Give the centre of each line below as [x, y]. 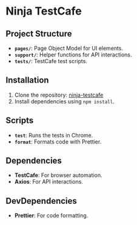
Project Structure [39, 34]
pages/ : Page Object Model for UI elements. [69, 48]
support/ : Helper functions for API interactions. [73, 55]
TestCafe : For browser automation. [58, 175]
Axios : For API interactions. [48, 182]
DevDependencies [41, 201]
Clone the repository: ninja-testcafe [59, 95]
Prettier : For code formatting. [51, 216]
